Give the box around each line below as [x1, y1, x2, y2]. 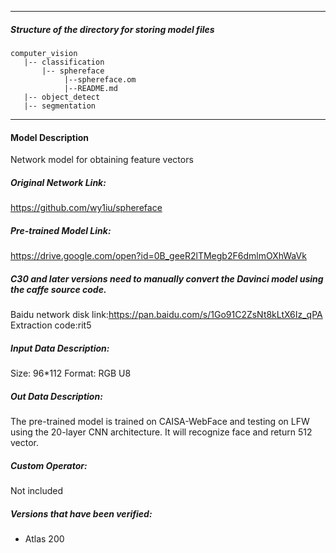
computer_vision [10, 48, 78, 58]
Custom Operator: [10, 459, 88, 471]
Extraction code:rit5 [10, 319, 92, 331]
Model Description [10, 131, 90, 143]
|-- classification [23, 57, 105, 67]
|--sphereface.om [63, 74, 137, 85]
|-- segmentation [23, 101, 97, 111]
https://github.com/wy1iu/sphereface [10, 202, 163, 214]
